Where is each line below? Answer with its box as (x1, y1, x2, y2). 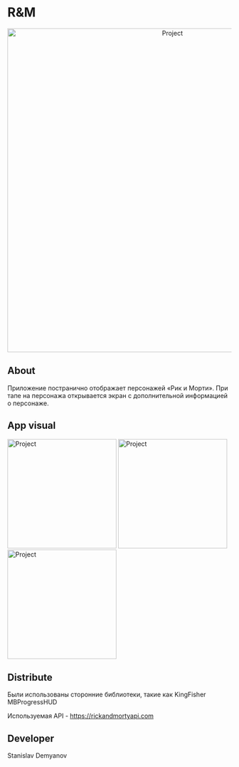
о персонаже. (7, 399, 50, 407)
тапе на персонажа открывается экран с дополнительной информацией (7, 391, 228, 400)
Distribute (7, 671, 53, 684)
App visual (7, 420, 56, 432)
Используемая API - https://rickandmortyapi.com (7, 711, 154, 721)
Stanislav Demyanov (7, 751, 68, 760)
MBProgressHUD (7, 698, 58, 706)
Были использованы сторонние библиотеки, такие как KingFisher (7, 690, 206, 699)
